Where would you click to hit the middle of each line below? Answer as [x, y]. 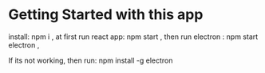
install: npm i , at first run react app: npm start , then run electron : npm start [133, 36]
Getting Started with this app [106, 15]
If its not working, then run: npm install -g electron [91, 60]
